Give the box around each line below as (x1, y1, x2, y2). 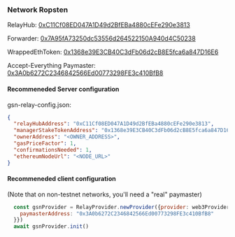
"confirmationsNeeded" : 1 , (13, 146, 92, 153)
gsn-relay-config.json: (7, 100, 72, 109)
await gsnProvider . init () (13, 223, 90, 230)
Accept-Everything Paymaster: (7, 62, 96, 70)
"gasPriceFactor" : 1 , (13, 140, 77, 147)
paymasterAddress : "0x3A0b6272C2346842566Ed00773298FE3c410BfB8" (20, 210, 215, 217)
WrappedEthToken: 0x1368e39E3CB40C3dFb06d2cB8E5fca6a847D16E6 (7, 48, 219, 57)
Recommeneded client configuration (7, 175, 117, 183)
